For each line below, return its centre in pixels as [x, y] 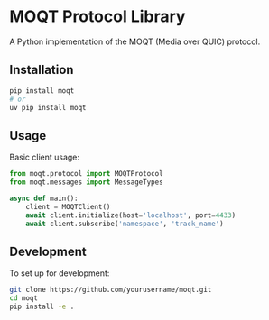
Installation [42, 70]
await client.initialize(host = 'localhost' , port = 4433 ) [131, 215]
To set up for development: [60, 273]
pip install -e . [42, 306]
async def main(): [44, 198]
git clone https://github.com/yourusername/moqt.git [111, 290]
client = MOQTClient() [68, 206]
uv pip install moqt [48, 107]
